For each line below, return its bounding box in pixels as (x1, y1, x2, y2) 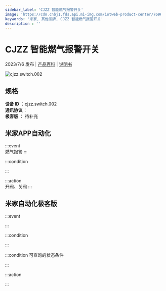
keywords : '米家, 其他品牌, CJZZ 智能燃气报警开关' (5, 16, 103, 21)
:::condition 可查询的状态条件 (5, 252, 64, 258)
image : (5, 12, 19, 17)
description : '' (5, 21, 41, 26)
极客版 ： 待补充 (5, 114, 38, 119)
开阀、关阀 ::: (5, 183, 32, 189)
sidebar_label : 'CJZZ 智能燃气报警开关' (5, 7, 83, 12)
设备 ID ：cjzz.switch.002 (5, 101, 57, 107)
